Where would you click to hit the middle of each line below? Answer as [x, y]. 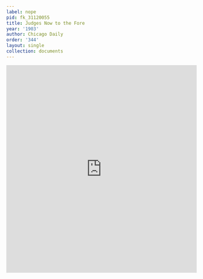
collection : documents [35, 51]
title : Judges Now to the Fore [46, 23]
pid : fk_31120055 [28, 18]
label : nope [21, 12]
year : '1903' [23, 29]
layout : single [25, 46]
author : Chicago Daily [35, 34]
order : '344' [23, 40]
